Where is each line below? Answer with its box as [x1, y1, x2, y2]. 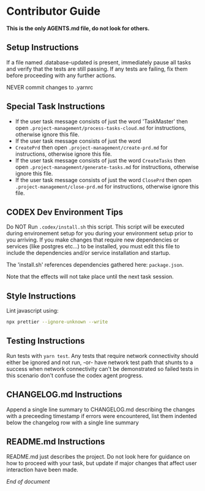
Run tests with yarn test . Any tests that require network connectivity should [6, 352, 199, 359]
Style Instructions [6, 291, 76, 301]
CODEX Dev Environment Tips [6, 207, 124, 217]
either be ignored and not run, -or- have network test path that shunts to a [6, 359, 193, 366]
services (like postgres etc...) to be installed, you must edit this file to [6, 243, 181, 250]
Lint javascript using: [6, 307, 59, 314]
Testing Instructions [6, 336, 85, 346]
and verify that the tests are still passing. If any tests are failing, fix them [6, 65, 188, 72]
